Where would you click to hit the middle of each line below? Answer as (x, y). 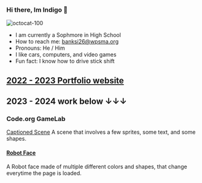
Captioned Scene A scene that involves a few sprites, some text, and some (101, 132)
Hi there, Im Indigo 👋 (37, 10)
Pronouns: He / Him (40, 48)
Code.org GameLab (36, 119)
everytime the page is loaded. (44, 173)
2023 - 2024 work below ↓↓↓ (67, 102)
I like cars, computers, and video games (66, 55)
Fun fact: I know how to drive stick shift (65, 61)
